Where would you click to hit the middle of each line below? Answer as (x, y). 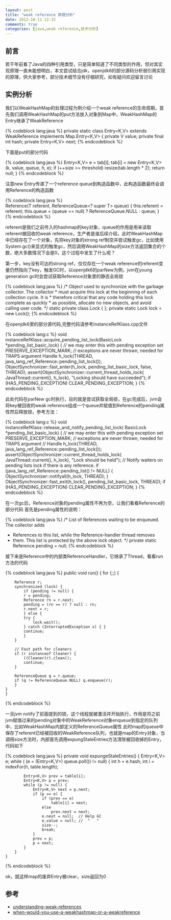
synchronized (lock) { (39, 587)
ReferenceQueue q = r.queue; (45, 676)
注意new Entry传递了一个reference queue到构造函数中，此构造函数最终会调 (85, 184)
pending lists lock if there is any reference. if (52, 465)
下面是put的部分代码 (27, 152)
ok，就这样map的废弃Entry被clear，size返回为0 (56, 876)
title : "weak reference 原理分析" (40, 15)
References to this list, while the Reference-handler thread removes (84, 535)
